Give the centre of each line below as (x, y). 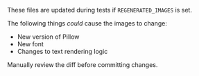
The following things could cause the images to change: (87, 23)
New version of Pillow (48, 37)
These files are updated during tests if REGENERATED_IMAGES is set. (100, 10)
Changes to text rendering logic (62, 51)
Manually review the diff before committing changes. (83, 65)
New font (30, 44)
